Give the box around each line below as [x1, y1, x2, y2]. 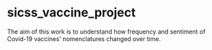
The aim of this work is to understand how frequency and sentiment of [7, 27, 206, 36]
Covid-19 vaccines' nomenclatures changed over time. [7, 34, 161, 42]
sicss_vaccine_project [7, 5, 136, 21]
